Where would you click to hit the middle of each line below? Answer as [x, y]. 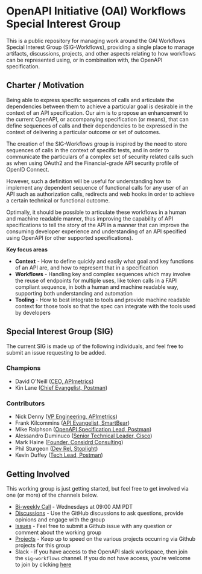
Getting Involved [38, 474]
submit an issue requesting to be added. [56, 352]
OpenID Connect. [28, 169]
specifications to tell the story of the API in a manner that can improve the [98, 225]
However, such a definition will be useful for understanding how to [89, 181]
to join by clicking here [43, 564]
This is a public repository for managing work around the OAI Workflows [96, 40]
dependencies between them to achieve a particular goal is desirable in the [99, 106]
